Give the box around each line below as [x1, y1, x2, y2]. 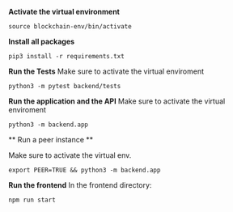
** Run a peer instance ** [8, 135, 94, 144]
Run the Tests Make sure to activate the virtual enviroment [8, 66, 205, 76]
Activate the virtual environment [8, 7, 120, 16]
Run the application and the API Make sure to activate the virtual [8, 96, 226, 106]
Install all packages [8, 36, 75, 46]
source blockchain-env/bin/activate [8, 23, 132, 31]
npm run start [8, 196, 57, 204]
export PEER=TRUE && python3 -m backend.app [8, 166, 161, 174]
